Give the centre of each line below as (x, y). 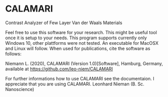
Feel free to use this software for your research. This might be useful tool (81, 32)
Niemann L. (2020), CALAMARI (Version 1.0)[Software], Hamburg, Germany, (84, 63)
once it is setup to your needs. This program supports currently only (76, 38)
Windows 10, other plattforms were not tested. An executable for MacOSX (82, 43)
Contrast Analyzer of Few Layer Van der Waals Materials (64, 23)
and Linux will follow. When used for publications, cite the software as (78, 48)
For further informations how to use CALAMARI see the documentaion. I (80, 78)
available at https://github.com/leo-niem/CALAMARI (59, 69)
